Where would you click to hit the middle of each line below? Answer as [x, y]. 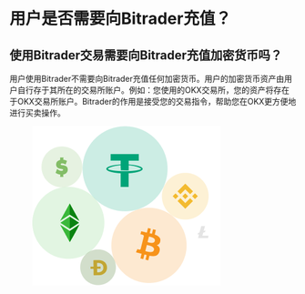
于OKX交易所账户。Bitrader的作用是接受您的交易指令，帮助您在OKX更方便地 [153, 101]
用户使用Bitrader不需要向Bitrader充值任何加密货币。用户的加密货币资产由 [147, 79]
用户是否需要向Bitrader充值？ [121, 19]
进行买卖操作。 [37, 113]
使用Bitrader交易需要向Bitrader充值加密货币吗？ [146, 55]
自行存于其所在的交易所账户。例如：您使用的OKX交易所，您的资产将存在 [153, 90]
